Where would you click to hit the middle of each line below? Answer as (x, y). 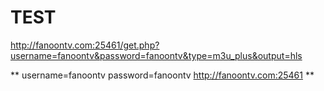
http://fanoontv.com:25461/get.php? (85, 45)
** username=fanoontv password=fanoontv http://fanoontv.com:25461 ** (162, 75)
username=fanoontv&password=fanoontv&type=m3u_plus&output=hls (156, 55)
